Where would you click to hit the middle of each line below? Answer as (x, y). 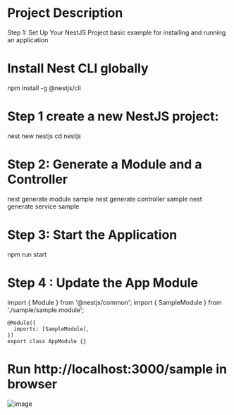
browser (32, 384)
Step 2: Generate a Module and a (105, 164)
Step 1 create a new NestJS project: (113, 117)
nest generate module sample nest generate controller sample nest (105, 199)
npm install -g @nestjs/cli (44, 88)
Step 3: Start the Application (92, 235)
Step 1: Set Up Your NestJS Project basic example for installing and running (117, 32)
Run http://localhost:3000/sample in (117, 369)
